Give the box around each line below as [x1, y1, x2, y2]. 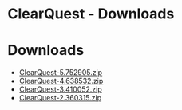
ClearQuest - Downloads [7, 5, 175, 23]
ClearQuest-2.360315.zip [18, 93, 102, 103]
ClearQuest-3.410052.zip [18, 84, 103, 94]
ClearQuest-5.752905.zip [18, 68, 103, 77]
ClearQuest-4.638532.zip [18, 77, 104, 86]
